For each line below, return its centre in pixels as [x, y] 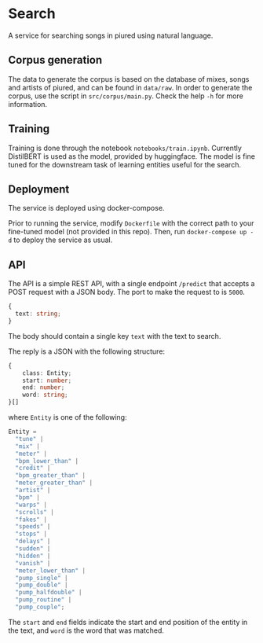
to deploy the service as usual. [63, 240]
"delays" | [33, 542]
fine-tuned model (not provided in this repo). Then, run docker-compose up [128, 232]
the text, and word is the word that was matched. [86, 630]
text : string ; [38, 314]
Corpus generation [55, 60]
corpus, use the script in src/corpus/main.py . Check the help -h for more [126, 96]
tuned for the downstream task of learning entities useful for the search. [125, 164]
